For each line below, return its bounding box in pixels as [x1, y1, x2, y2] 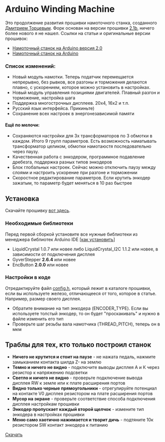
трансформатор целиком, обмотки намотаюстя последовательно [12, 143, 152, 149]
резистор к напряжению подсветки [12, 369, 88, 375]
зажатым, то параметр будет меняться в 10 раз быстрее [12, 180, 132, 186]
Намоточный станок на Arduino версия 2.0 [12, 45, 103, 51]
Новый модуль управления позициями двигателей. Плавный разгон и [12, 90, 160, 96]
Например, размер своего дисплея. [5, 295, 82, 302]
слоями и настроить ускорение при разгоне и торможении [12, 169, 137, 176]
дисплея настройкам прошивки [12, 401, 80, 407]
